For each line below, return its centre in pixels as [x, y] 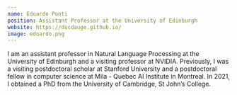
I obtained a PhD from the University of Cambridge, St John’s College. [109, 84]
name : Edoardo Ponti [38, 14]
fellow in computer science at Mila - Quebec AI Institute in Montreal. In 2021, [119, 77]
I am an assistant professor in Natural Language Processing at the [103, 54]
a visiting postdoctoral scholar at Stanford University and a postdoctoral [112, 69]
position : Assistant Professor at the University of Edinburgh [103, 21]
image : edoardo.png [36, 34]
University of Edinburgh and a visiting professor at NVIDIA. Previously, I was [118, 62]
